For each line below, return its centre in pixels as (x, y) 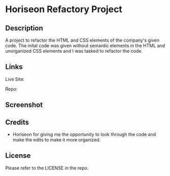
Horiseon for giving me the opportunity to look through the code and (84, 134)
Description (24, 28)
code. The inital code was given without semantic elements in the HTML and (85, 46)
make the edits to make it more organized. (57, 140)
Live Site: (15, 79)
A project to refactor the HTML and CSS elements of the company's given (82, 40)
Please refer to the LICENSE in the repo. (47, 168)
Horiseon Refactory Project (64, 9)
